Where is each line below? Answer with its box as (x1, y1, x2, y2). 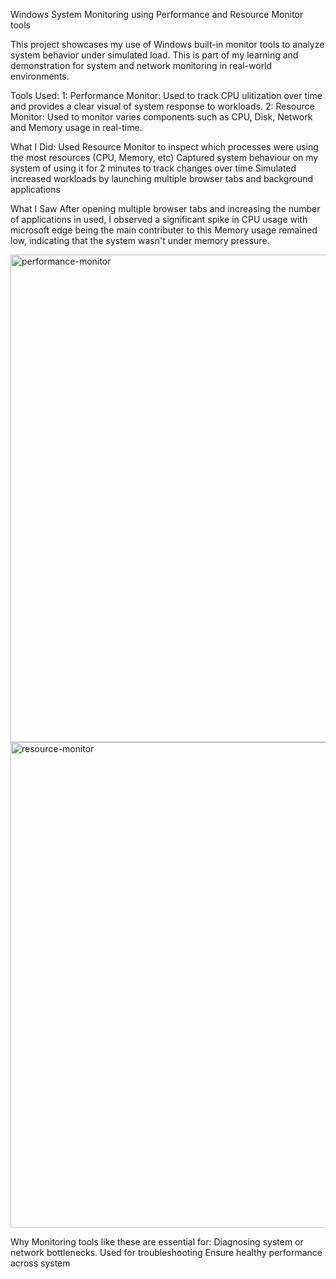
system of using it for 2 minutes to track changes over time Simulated (10, 162, 297, 174)
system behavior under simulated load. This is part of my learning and (10, 49, 299, 61)
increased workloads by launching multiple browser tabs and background (10, 173, 314, 184)
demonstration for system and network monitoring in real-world (10, 60, 273, 71)
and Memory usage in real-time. (10, 122, 143, 133)
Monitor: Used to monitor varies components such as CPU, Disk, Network (10, 111, 313, 123)
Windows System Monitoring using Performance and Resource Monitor (10, 9, 304, 20)
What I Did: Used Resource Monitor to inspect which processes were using (10, 141, 319, 153)
